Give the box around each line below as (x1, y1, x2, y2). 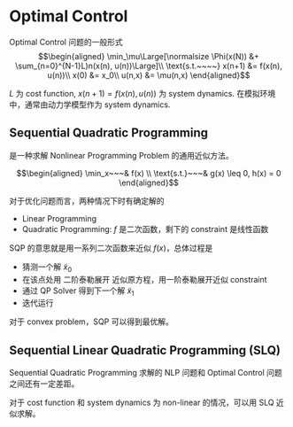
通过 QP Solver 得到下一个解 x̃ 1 (21, 285, 135, 298)
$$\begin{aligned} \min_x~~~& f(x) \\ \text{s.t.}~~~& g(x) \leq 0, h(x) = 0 (16, 167, 281, 178)
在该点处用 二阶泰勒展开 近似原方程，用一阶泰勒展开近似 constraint (21, 274, 267, 284)
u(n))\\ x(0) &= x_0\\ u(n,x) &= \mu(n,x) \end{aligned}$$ (47, 69, 251, 81)
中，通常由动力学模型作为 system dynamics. (9, 99, 171, 110)
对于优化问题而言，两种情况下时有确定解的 (9, 195, 165, 206)
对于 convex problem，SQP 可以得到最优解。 (9, 316, 174, 327)
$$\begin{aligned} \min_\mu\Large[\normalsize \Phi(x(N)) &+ (38, 50, 259, 61)
